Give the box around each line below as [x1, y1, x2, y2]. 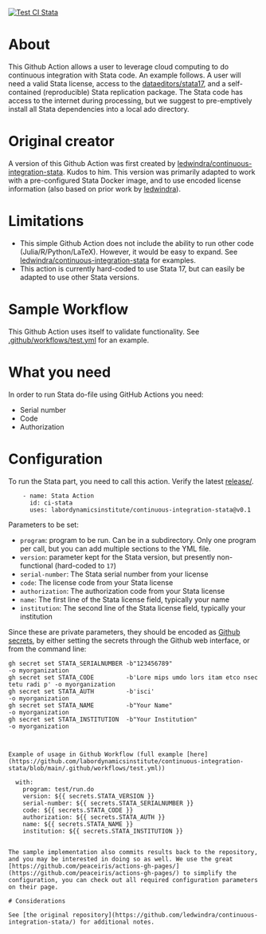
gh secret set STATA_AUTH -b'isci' [8, 687, 155, 695]
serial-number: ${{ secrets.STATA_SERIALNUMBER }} [22, 799, 194, 807]
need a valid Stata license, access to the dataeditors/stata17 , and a [8, 78, 226, 88]
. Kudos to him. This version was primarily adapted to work [62, 167, 256, 176]
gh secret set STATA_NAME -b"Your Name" [8, 701, 173, 710]
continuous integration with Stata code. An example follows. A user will [8, 70, 241, 80]
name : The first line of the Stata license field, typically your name [19, 595, 229, 604]
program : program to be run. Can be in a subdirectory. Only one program [19, 535, 256, 544]
